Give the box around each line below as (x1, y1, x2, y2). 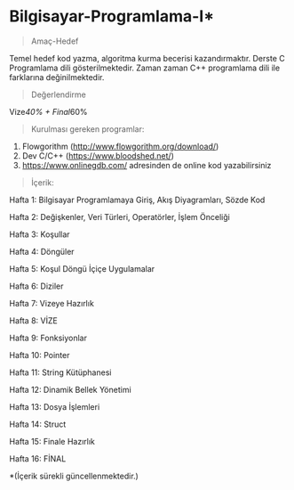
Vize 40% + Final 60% (9, 106, 88, 117)
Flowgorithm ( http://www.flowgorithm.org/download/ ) (21, 141, 219, 151)
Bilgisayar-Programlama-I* (9, 6, 215, 27)
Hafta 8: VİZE (9, 314, 58, 326)
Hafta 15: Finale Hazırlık (9, 436, 96, 446)
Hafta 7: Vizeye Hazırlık (9, 298, 95, 308)
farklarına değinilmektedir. (9, 71, 105, 82)
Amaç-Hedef (30, 36, 79, 46)
